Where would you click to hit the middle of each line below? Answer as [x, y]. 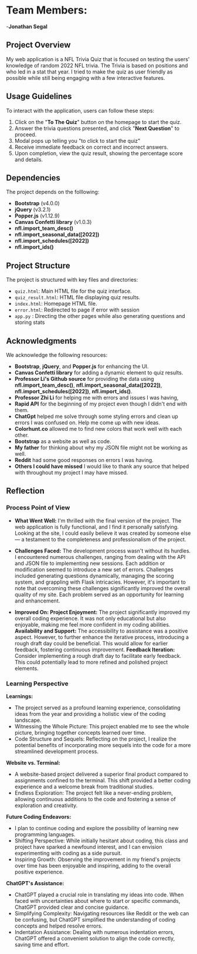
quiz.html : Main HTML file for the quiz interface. [73, 291]
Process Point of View [38, 508]
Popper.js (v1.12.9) [37, 216]
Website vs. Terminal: [33, 762]
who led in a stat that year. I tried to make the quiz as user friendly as [89, 72]
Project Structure [38, 265]
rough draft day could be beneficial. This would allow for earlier [91, 643]
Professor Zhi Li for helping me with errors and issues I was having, [96, 398]
